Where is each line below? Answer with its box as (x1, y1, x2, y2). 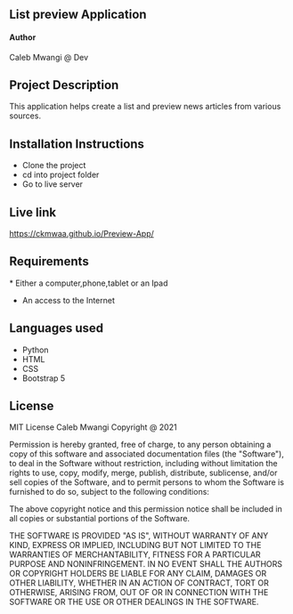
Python (21, 344, 49, 355)
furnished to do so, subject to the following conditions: (9, 487, 209, 497)
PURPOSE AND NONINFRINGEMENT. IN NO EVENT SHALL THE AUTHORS (9, 559, 283, 570)
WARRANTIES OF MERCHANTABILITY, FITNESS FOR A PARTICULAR (9, 549, 261, 560)
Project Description (9, 77, 119, 93)
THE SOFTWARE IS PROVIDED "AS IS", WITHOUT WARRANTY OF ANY (9, 530, 269, 541)
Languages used (9, 320, 104, 336)
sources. (9, 110, 42, 121)
